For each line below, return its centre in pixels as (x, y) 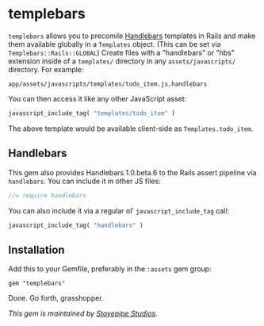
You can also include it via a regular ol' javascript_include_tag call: (119, 210)
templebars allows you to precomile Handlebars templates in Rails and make (132, 36)
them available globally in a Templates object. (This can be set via (115, 44)
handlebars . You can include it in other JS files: (84, 181)
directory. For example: (46, 69)
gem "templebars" (37, 284)
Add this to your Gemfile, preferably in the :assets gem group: (110, 269)
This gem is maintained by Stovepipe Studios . (83, 313)
